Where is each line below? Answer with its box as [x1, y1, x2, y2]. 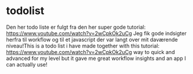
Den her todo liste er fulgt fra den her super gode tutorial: [6, 23, 146, 31]
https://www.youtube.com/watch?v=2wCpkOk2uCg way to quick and [6, 48, 175, 55]
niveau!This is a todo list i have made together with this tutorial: [6, 42, 160, 49]
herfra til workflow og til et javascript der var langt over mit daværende [6, 36, 178, 43]
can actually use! [6, 60, 48, 68]
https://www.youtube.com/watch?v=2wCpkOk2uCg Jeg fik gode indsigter [6, 29, 187, 36]
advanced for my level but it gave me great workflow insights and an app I [6, 55, 186, 62]
